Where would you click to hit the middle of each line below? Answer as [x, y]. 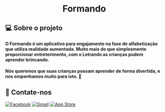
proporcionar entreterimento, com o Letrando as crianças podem [74, 54]
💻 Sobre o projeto [34, 28]
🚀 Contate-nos [28, 92]
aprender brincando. [27, 60]
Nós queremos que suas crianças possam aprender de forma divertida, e [83, 71]
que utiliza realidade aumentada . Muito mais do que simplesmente [76, 49]
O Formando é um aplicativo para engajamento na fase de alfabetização [81, 44]
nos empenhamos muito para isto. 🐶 [43, 76]
